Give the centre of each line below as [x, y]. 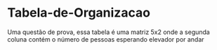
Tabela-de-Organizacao [79, 13]
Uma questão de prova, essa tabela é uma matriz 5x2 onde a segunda [109, 32]
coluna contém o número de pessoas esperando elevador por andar [106, 39]
